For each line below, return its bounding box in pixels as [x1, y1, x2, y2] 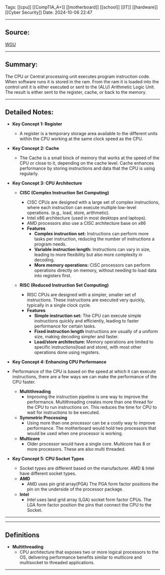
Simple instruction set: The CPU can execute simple [34, 313, 141, 319]
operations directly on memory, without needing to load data [34, 267, 157, 273]
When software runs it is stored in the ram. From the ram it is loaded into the [5, 78, 159, 84]
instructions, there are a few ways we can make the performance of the [12, 374, 157, 380]
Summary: [5, 60, 38, 69]
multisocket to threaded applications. [19, 560, 95, 566]
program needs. [34, 241, 67, 247]
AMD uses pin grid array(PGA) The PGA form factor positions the [27, 481, 159, 487]
